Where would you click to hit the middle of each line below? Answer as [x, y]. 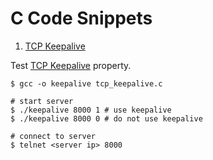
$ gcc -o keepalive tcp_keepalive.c [86, 83]
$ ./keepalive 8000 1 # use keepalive [91, 110]
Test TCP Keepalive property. [71, 65]
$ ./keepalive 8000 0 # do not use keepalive [106, 118]
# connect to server [53, 136]
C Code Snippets [81, 18]
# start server [42, 101]
